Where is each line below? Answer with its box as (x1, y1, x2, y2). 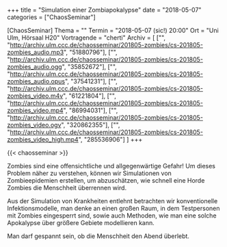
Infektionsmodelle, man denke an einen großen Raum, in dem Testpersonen (7, 205, 220, 212)
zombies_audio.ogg (7, 63, 63, 70)
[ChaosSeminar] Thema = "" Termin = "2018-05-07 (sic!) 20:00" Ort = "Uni (7, 27, 219, 34)
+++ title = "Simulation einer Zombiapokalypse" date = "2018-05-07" (7, 6, 202, 14)
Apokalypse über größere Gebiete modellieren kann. (7, 219, 155, 226)
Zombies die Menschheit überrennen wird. (7, 184, 127, 192)
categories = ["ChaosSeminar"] (7, 13, 96, 21)
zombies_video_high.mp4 (7, 135, 79, 143)
